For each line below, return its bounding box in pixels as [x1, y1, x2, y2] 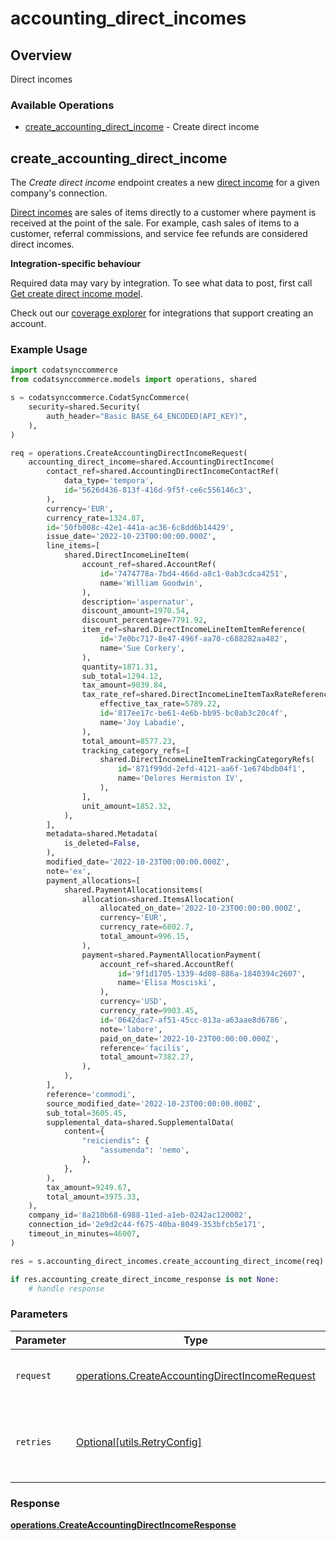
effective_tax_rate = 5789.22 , [99, 699, 222, 709]
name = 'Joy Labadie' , [99, 717, 186, 727]
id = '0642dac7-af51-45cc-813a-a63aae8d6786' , [99, 1015, 288, 1025]
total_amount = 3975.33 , [46, 1192, 141, 1202]
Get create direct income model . [10, 288, 143, 300]
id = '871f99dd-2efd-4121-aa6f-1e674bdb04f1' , [117, 764, 307, 774]
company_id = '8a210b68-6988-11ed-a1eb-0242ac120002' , [28, 1210, 253, 1221]
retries [15, 1436, 52, 1447]
